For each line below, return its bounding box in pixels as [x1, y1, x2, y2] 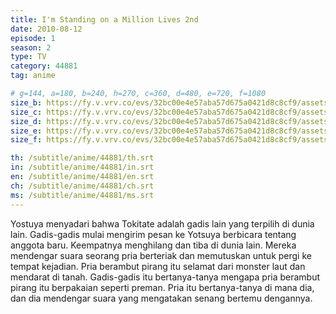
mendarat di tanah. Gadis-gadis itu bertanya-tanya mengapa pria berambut [10, 271, 321, 283]
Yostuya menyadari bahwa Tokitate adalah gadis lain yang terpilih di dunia [10, 217, 315, 230]
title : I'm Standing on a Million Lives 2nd [10, 14, 199, 25]
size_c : [10, 107, 43, 117]
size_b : [10, 97, 43, 108]
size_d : [10, 116, 43, 126]
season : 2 [10, 42, 52, 53]
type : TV [10, 52, 47, 62]
